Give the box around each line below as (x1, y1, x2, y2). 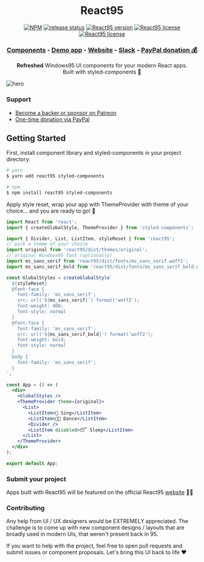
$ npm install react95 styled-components (6, 190, 113, 196)
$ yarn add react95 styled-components (6, 173, 104, 179)
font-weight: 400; (17, 303, 64, 309)
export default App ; (6, 460, 59, 467)
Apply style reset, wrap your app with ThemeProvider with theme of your (6, 200, 189, 208)
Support (6, 95, 32, 104)
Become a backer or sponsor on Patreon (15, 109, 117, 116)
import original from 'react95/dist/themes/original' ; (6, 247, 148, 253)
